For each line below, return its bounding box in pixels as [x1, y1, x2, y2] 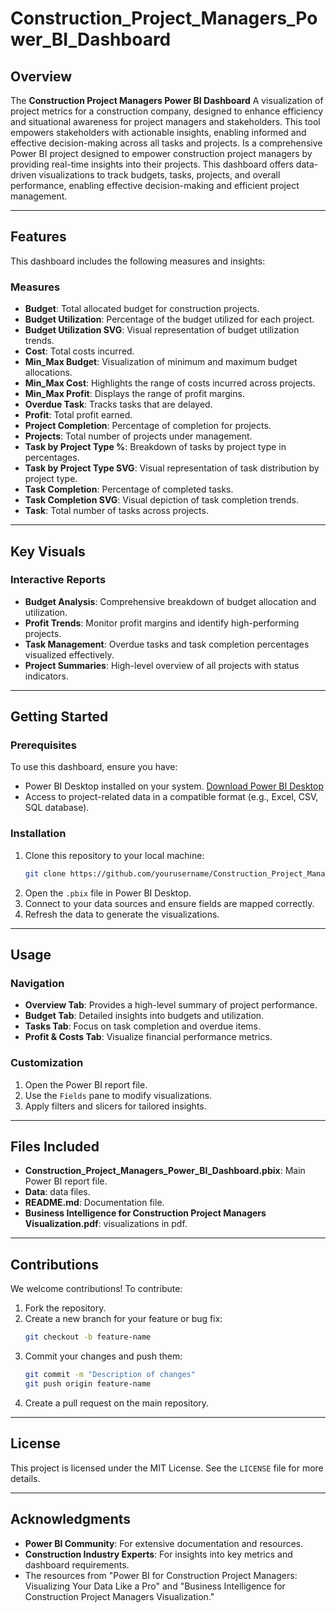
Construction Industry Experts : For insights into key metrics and [24, 1548, 293, 1560]
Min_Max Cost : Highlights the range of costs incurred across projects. [24, 377, 316, 389]
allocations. [24, 367, 73, 379]
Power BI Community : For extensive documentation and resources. [24, 1537, 304, 1549]
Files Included [10, 1138, 100, 1156]
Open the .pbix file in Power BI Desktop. [24, 887, 192, 899]
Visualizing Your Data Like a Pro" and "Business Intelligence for [24, 1580, 286, 1592]
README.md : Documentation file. [24, 1197, 165, 1209]
